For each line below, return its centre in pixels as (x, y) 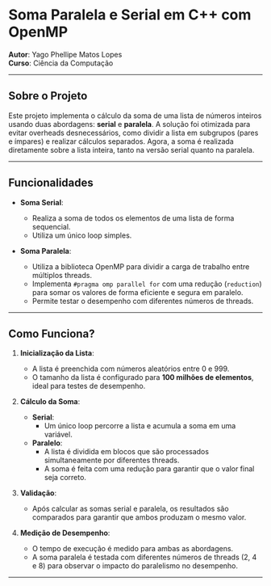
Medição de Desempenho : (65, 533)
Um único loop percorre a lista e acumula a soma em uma (140, 426)
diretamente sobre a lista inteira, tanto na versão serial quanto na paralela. (131, 150)
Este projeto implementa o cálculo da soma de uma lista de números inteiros (135, 116)
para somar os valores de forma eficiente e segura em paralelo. (138, 292)
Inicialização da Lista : (57, 353)
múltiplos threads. (62, 275)
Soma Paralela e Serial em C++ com (130, 15)
